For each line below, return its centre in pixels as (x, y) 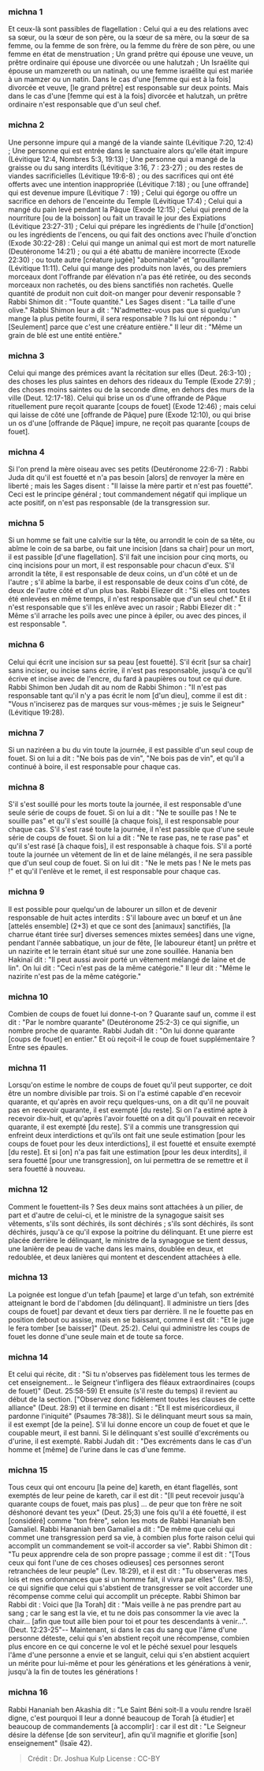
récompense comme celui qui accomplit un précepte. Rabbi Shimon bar (125, 1597)
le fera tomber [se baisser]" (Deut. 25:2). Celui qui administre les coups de (129, 1328)
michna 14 (28, 1356)
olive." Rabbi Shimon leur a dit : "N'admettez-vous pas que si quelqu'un (124, 310)
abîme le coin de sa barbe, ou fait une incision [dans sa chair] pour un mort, (131, 549)
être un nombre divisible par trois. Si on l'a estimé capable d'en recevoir (125, 1094)
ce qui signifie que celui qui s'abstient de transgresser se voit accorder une (130, 1588)
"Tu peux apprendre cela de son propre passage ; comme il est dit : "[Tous (129, 1555)
